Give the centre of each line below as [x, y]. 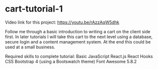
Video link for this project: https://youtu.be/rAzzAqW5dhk [62, 22]
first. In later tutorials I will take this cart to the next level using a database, [79, 37]
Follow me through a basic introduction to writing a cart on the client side [78, 31]
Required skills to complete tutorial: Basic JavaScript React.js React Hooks [79, 56]
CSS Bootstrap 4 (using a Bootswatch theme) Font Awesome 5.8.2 [71, 61]
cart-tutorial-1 [34, 9]
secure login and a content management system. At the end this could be [78, 41]
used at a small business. [30, 47]
